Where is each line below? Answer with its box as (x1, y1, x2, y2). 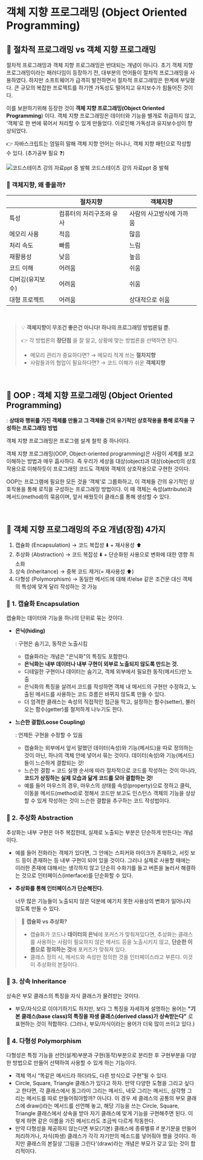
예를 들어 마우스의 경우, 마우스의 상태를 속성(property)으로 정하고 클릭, (24, 782, 192, 789)
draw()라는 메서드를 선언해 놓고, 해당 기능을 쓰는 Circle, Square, (26, 1102, 179, 1109)
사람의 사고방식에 (129, 210, 176, 218)
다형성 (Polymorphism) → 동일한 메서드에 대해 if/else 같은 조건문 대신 (14, 575, 181, 582)
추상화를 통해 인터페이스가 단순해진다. (14, 884, 104, 892)
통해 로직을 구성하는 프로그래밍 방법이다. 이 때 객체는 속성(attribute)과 (27, 486, 192, 493)
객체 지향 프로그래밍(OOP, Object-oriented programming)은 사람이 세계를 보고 (6, 450, 195, 457)
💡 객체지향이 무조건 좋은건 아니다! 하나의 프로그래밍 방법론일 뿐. (21, 324, 170, 331)
